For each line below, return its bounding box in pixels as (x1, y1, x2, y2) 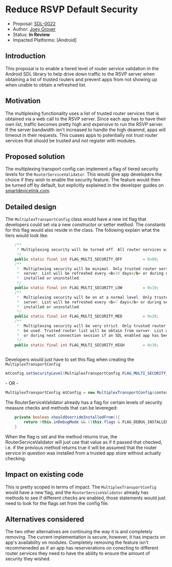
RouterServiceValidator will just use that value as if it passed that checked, (5, 439, 162, 445)
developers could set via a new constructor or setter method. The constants (5, 221, 166, 228)
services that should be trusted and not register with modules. (5, 137, 137, 144)
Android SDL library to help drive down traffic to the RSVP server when (5, 71, 155, 77)
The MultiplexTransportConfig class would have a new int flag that (5, 216, 147, 222)
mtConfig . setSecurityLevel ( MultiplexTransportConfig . (5, 371, 123, 376)
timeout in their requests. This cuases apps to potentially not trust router (5, 132, 158, 138)
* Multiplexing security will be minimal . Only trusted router (16, 266, 157, 271)
